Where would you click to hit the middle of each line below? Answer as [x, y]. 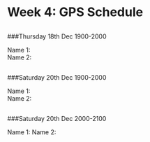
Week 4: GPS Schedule [75, 12]
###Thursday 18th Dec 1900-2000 [57, 36]
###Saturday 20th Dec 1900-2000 [57, 77]
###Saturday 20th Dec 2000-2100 [57, 119]
